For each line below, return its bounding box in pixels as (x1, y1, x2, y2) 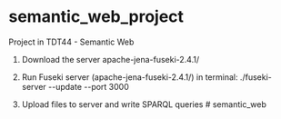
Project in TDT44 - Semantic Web (8, 36, 135, 47)
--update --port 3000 (47, 81, 129, 92)
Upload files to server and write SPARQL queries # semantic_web (21, 98, 267, 110)
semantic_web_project (8, 6, 184, 27)
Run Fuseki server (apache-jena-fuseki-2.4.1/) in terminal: (21, 71, 238, 83)
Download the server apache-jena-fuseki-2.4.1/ (21, 54, 200, 64)
